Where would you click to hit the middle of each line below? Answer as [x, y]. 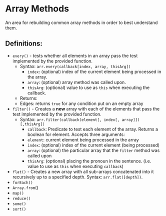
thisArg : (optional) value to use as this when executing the [88, 87]
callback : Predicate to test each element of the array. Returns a [93, 129]
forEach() [23, 182]
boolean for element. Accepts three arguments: [76, 134]
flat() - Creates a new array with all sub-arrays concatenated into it [83, 171]
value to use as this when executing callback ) [75, 166]
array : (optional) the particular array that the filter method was [93, 150]
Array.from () [25, 187]
